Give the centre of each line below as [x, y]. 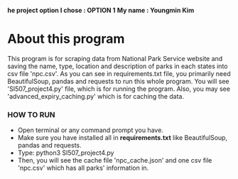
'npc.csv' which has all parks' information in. [83, 168]
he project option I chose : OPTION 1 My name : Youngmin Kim [101, 10]
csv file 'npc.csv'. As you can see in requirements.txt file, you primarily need [119, 73]
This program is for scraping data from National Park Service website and [115, 58]
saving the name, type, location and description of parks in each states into [118, 66]
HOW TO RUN [31, 114]
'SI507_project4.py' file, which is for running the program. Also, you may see [119, 89]
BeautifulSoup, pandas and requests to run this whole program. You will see [118, 81]
